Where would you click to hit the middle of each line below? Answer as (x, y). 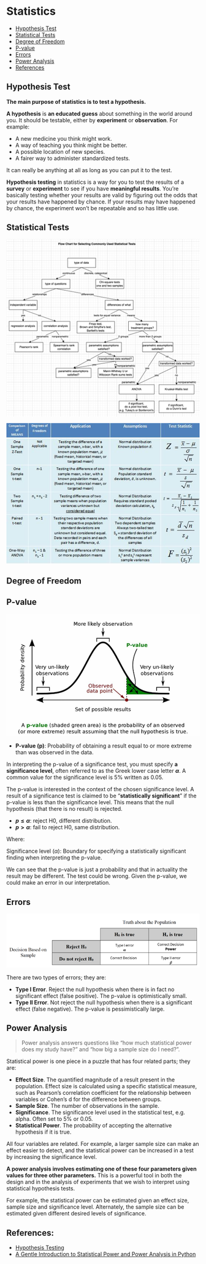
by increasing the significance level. (51, 1157)
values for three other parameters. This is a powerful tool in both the (94, 1175)
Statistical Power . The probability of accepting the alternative (93, 1126)
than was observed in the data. (54, 752)
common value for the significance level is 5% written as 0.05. (85, 777)
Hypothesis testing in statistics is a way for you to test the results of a (95, 182)
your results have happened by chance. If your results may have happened (101, 202)
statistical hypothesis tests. (41, 1188)
